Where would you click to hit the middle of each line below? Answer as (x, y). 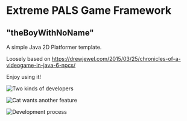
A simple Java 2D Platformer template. (54, 47)
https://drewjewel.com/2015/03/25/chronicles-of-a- (116, 59)
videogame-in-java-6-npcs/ (41, 65)
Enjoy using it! (24, 77)
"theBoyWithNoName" (50, 33)
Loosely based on (28, 59)
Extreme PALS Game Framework (89, 11)
